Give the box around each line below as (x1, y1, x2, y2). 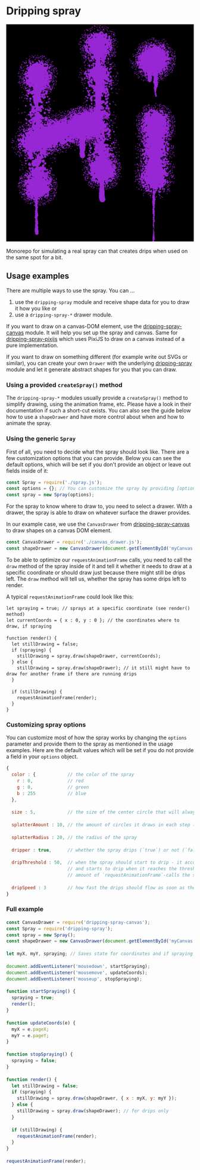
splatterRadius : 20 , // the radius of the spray (11, 834, 137, 840)
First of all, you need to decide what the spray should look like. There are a (6, 448, 189, 455)
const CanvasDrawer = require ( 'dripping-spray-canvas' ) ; (6, 919, 151, 925)
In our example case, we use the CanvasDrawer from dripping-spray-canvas (6, 520, 190, 528)
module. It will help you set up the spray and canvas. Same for (25, 329, 178, 336)
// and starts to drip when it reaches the (67, 866, 177, 872)
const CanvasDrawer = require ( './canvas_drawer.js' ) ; (6, 539, 143, 545)
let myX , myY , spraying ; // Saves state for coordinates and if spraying (6, 951, 193, 957)
